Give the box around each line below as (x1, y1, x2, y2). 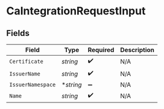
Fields (6, 28, 30, 38)
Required (87, 46, 115, 54)
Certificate (9, 58, 44, 65)
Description (120, 46, 155, 54)
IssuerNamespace (9, 81, 56, 88)
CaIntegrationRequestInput (6, 4, 146, 18)
